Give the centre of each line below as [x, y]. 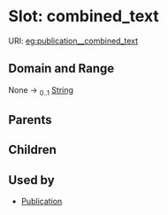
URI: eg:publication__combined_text [73, 41]
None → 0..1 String [41, 91]
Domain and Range [61, 69]
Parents [30, 120]
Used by [31, 180]
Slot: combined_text [84, 16]
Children [32, 150]
